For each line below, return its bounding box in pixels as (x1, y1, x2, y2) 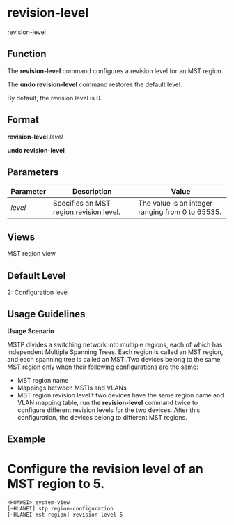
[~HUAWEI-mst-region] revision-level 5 (7, 511, 123, 519)
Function (7, 48, 47, 60)
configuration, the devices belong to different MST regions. (17, 413, 188, 421)
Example (7, 434, 46, 446)
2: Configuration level (7, 288, 69, 296)
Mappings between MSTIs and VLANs (17, 383, 127, 392)
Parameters (7, 166, 59, 178)
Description (72, 187, 113, 197)
